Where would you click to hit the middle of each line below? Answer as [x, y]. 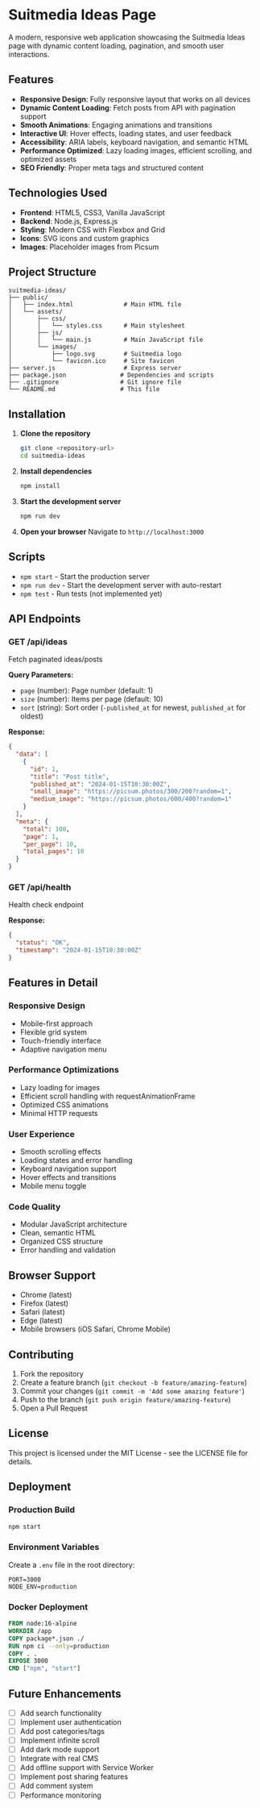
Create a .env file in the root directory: [72, 1564]
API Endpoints [45, 619]
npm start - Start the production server [85, 576]
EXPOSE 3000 [28, 1661]
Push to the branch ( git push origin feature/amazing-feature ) [125, 1400]
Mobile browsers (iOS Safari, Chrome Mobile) [95, 1329]
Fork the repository [52, 1374]
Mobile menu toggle [53, 1186]
